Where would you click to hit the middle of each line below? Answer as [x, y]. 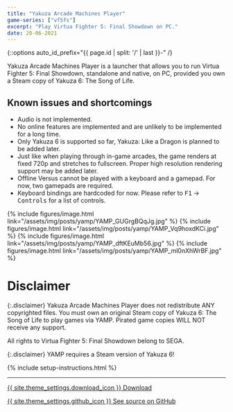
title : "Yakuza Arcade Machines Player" [67, 14]
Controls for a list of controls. [61, 200]
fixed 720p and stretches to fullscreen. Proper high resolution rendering [120, 164]
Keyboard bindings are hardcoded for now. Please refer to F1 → [108, 193]
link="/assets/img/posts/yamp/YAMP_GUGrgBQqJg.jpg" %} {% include [109, 221]
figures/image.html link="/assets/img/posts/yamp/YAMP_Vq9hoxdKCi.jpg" [113, 229]
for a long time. [39, 134]
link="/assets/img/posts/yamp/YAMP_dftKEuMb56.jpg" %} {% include [107, 243]
